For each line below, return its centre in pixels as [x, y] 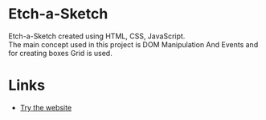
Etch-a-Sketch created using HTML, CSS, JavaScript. [97, 36]
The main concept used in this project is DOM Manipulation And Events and [133, 44]
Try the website [46, 107]
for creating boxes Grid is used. [60, 53]
